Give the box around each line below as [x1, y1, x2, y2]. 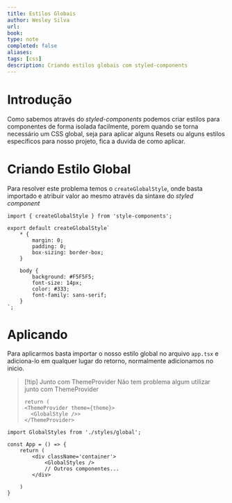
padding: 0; [32, 242, 67, 250]
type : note [7, 36, 39, 43]
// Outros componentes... [44, 465, 119, 472]
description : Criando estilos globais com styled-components [7, 62, 188, 69]
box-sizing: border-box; [32, 249, 104, 256]
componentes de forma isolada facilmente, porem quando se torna [7, 122, 199, 131]
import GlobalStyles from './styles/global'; [7, 429, 141, 436]
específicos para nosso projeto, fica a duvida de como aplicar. [7, 137, 185, 145]
